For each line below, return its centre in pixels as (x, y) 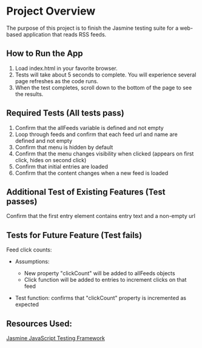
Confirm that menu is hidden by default (64, 147)
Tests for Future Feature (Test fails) (74, 235)
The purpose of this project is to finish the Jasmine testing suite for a (93, 28)
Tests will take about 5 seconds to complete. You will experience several (106, 75)
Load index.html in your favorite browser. (66, 68)
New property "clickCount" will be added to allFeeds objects (99, 273)
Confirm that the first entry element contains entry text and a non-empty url (101, 216)
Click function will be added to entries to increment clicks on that (105, 280)
